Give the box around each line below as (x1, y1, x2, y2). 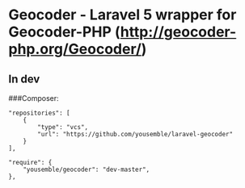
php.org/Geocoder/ (8, 40, 142, 58)
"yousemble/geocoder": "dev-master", (23, 165, 150, 173)
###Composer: (8, 94, 59, 102)
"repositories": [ (8, 109, 70, 117)
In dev (8, 72, 40, 86)
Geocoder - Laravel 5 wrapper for (8, 6, 237, 24)
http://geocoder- (120, 23, 237, 41)
